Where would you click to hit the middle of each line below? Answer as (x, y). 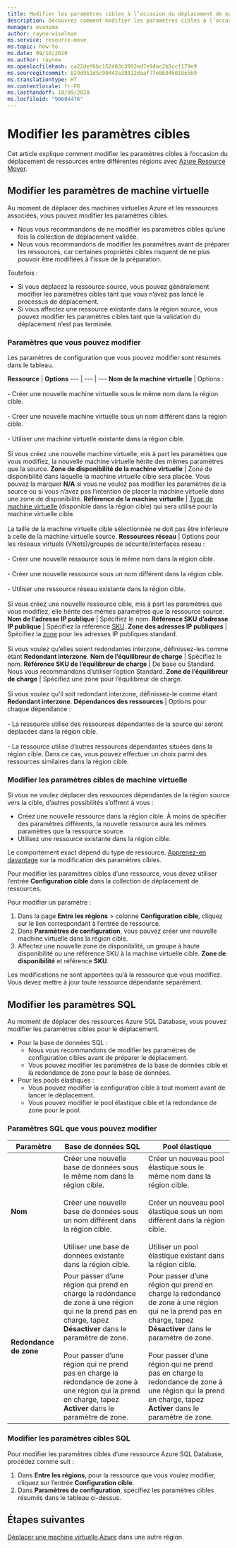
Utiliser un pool (173, 1247)
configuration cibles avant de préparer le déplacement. (108, 1058)
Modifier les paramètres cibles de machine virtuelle (97, 780)
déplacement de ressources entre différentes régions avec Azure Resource (116, 161)
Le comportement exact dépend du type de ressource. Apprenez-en (107, 852)
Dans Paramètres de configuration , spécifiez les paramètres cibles (116, 1490)
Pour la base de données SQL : (62, 1043)
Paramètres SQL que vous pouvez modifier (82, 1129)
